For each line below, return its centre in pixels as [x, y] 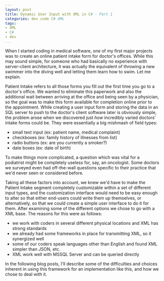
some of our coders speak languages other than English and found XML [85, 244]
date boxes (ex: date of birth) [41, 148]
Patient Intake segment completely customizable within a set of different [78, 187]
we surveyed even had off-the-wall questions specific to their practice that [81, 167]
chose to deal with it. [26, 274]
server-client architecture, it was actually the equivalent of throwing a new [80, 66]
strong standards [29, 228]
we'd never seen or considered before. [44, 173]
